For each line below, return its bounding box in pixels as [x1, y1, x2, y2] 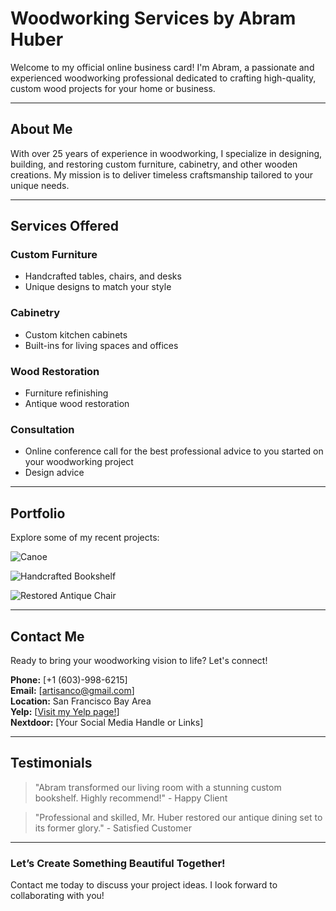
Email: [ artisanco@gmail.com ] [10, 684, 135, 696]
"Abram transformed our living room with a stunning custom [34, 781, 282, 793]
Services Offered [10, 218, 119, 235]
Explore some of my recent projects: [10, 532, 160, 544]
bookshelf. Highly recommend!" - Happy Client [34, 792, 228, 804]
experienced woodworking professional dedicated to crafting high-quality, [10, 72, 317, 84]
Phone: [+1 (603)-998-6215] [10, 673, 128, 686]
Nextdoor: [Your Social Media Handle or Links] [10, 716, 204, 728]
